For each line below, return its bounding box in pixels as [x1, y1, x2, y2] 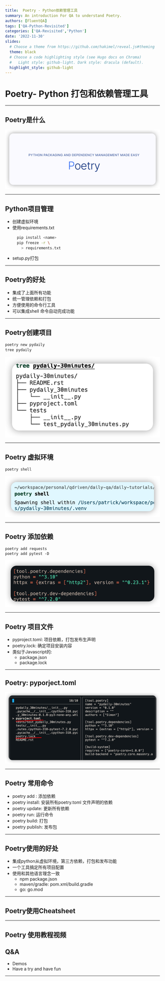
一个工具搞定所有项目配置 [12, 864, 64, 870]
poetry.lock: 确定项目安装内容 [12, 643, 72, 649]
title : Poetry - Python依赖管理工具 [5, 8, 78, 13]
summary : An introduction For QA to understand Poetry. [5, 13, 122, 18]
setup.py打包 [12, 255, 39, 261]
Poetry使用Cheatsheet [5, 907, 76, 915]
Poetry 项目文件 [5, 622, 54, 631]
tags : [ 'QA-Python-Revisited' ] [5, 24, 69, 29]
